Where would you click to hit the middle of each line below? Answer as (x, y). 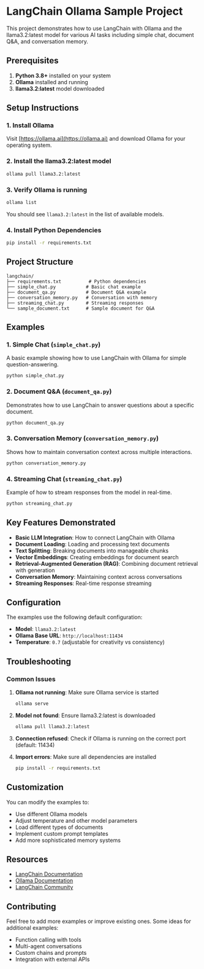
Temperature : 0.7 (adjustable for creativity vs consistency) (90, 642)
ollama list (21, 202)
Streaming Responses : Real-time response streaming (83, 583)
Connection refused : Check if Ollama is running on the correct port (100, 738)
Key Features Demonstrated (61, 523)
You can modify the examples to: (48, 802)
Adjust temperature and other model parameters (76, 820)
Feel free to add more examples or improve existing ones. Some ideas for (99, 921)
